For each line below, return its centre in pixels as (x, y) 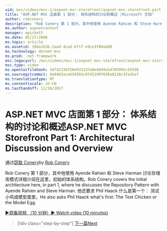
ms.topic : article (24, 42)
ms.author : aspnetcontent (32, 28)
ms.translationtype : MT (30, 79)
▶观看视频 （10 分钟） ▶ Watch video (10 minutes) (57, 213)
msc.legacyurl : (21, 61)
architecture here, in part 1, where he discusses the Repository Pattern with (82, 185)
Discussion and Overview (59, 148)
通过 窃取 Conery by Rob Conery (37, 162)
